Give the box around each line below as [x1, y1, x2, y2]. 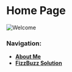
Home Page [6, 4, 66, 18]
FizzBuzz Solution [15, 59, 62, 67]
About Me [15, 53, 41, 60]
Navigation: [6, 39, 41, 48]
